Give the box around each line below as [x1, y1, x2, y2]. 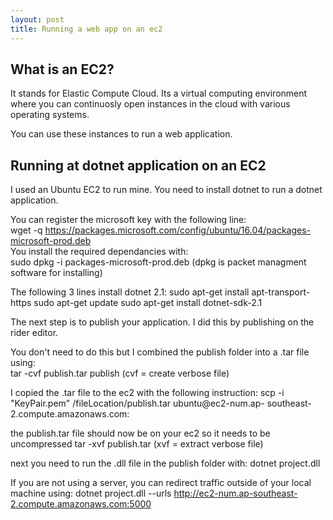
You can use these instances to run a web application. [10, 128, 233, 140]
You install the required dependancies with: [10, 246, 189, 258]
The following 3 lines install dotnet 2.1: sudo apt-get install [10, 286, 250, 298]
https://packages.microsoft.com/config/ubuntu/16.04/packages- [44, 224, 312, 236]
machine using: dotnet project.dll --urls [10, 487, 172, 500]
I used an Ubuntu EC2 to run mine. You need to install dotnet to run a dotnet [10, 184, 323, 196]
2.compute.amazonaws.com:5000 [10, 498, 152, 510]
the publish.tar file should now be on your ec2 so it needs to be [10, 427, 271, 440]
